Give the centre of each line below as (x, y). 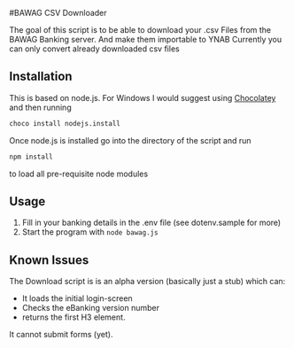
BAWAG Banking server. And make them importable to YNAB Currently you (146, 39)
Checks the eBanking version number (90, 308)
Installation (41, 77)
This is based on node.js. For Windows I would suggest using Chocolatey (143, 97)
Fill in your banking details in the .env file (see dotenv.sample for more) (151, 223)
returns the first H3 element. (73, 317)
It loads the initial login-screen (77, 298)
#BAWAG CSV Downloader (58, 13)
